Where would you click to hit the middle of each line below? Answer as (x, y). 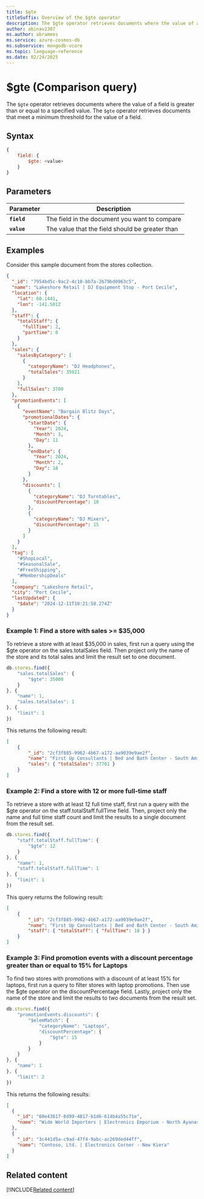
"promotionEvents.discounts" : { (58, 1015)
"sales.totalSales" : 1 (46, 702)
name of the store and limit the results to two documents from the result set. (101, 998)
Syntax (20, 136)
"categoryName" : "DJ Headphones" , (72, 366)
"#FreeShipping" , (39, 570)
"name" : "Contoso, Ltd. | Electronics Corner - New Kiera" (93, 1145)
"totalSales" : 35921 (54, 372)
